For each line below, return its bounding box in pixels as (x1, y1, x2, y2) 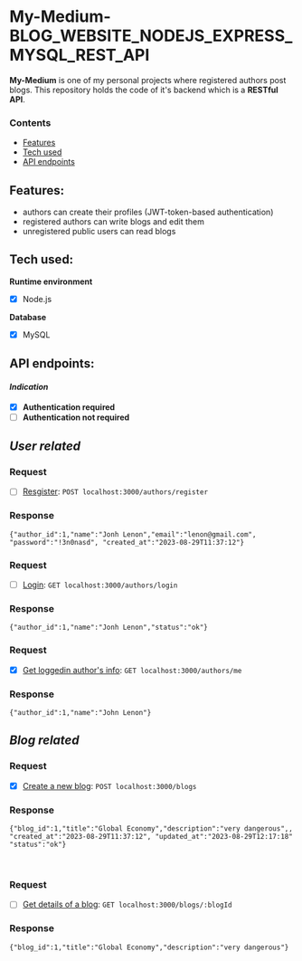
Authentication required (22, 401, 116, 413)
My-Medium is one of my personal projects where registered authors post (9, 74, 287, 85)
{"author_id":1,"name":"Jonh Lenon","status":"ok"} (9, 623, 208, 633)
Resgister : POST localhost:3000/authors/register (22, 486, 209, 497)
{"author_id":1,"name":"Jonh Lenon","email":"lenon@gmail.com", (9, 529, 257, 539)
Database (9, 311, 47, 322)
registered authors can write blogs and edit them (22, 216, 205, 227)
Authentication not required (22, 412, 130, 423)
